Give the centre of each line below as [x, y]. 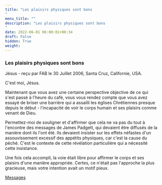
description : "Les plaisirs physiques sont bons [55, 23]
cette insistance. [22, 148]
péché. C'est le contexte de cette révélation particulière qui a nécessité [76, 143]
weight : [13, 46]
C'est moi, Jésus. [22, 83]
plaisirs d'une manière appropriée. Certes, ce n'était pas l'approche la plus [80, 163]
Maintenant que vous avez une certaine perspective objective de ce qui [77, 92]
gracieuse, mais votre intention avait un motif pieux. [57, 168]
